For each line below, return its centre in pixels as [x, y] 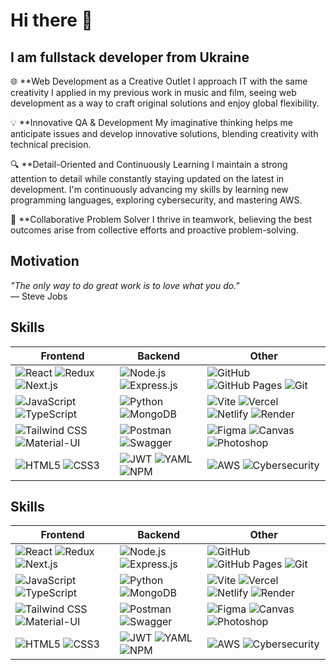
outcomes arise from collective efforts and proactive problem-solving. [154, 230]
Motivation [45, 261]
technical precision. [51, 144]
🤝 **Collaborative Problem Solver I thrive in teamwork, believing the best [161, 219]
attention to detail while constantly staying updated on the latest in [147, 178]
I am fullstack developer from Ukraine [130, 57]
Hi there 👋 [51, 20]
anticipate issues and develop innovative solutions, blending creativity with [164, 133]
